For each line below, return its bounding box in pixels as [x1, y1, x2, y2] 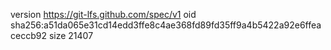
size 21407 [48, 30, 94, 41]
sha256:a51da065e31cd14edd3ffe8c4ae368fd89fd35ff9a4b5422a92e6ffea [10, 19, 322, 31]
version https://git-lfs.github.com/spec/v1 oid [10, 9, 197, 20]
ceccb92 [10, 30, 47, 41]
